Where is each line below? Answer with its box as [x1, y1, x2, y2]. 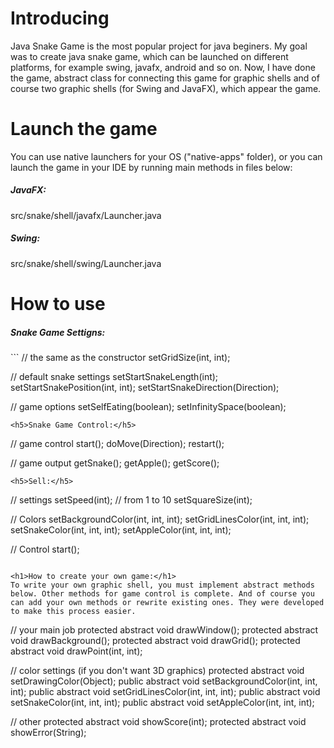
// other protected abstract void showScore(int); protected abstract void [10, 715, 307, 727]
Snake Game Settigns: [10, 326, 106, 338]
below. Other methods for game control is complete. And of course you [10, 588, 315, 599]
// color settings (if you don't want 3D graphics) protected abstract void [10, 664, 305, 676]
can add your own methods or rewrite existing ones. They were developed [10, 597, 325, 607]
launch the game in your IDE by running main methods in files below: [10, 161, 293, 173]
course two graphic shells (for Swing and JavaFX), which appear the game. [10, 82, 322, 94]
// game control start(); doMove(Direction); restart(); [10, 437, 225, 449]
